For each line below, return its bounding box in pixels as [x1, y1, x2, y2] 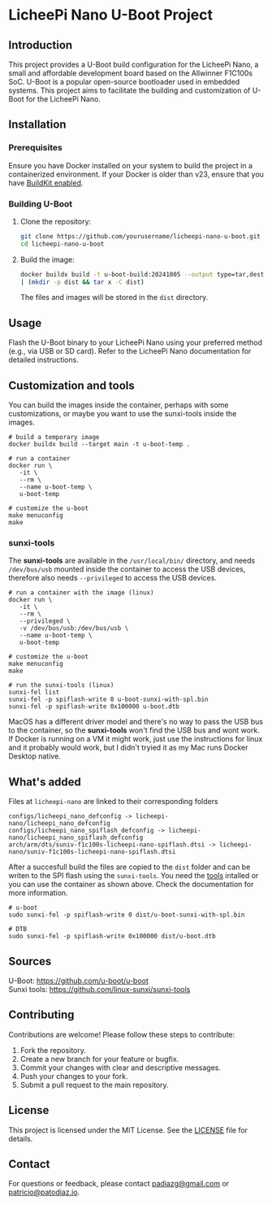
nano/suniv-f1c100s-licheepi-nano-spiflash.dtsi [8, 848, 176, 856]
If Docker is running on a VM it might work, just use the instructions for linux [8, 734, 263, 744]
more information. [8, 888, 68, 898]
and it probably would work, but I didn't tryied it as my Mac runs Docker [8, 742, 248, 753]
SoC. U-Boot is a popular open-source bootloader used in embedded [8, 77, 240, 86]
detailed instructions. [8, 355, 79, 365]
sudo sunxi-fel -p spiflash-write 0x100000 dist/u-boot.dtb [8, 933, 217, 941]
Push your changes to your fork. [19, 1071, 128, 1081]
